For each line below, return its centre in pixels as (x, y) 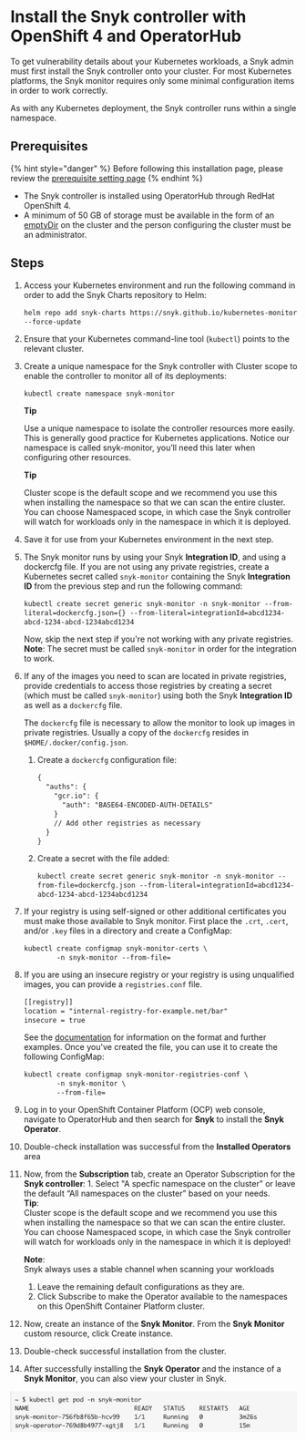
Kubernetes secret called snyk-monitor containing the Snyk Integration (157, 576)
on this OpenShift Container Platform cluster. (121, 1306)
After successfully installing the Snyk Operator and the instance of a (152, 1368)
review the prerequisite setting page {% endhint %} (107, 178)
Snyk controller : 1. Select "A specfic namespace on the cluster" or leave (159, 1183)
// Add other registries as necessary (127, 823)
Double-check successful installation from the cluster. (125, 1351)
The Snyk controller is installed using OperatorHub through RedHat (149, 196)
